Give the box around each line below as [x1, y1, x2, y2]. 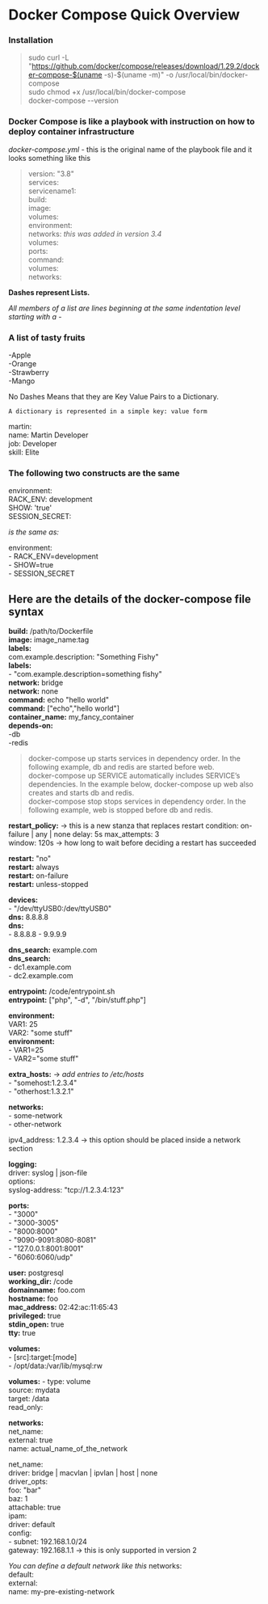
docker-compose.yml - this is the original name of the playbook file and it [8, 144, 253, 154]
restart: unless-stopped [8, 880, 89, 889]
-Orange [8, 359, 37, 369]
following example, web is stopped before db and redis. [27, 805, 214, 815]
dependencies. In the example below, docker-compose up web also [27, 779, 254, 789]
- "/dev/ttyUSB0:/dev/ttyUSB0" [8, 904, 112, 914]
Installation [8, 35, 54, 46]
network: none [8, 686, 59, 696]
